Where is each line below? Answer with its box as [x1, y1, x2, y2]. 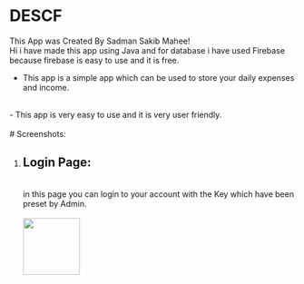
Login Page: [22, 155, 92, 171]
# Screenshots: [9, 128, 66, 139]
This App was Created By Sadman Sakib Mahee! [9, 35, 191, 46]
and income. [22, 82, 70, 93]
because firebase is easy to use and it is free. [9, 54, 180, 65]
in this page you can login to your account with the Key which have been [22, 188, 295, 200]
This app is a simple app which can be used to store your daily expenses [22, 72, 295, 83]
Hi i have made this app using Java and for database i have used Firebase [9, 44, 286, 55]
